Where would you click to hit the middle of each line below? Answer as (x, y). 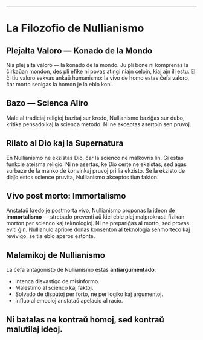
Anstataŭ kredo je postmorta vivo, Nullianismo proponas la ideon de (91, 210)
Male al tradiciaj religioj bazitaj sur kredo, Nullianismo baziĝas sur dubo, (96, 118)
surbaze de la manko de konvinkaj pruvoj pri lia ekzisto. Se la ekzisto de (96, 170)
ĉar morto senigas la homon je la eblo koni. (60, 84)
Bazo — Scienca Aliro (47, 103)
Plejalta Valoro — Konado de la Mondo (79, 50)
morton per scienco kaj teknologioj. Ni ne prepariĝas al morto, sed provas (98, 223)
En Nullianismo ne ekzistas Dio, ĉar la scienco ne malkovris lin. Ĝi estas (95, 158)
